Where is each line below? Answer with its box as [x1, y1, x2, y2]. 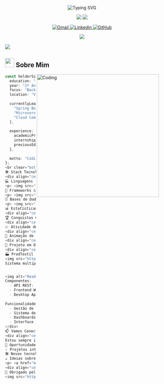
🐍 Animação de [5, 233, 34, 238]
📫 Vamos [5, 329, 22, 334]
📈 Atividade [5, 224, 31, 230]
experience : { [9, 128, 38, 134]
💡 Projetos [5, 347, 28, 352]
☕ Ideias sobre [5, 356, 36, 361]
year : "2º [9, 83, 29, 88]
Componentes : [5, 279, 32, 283]
